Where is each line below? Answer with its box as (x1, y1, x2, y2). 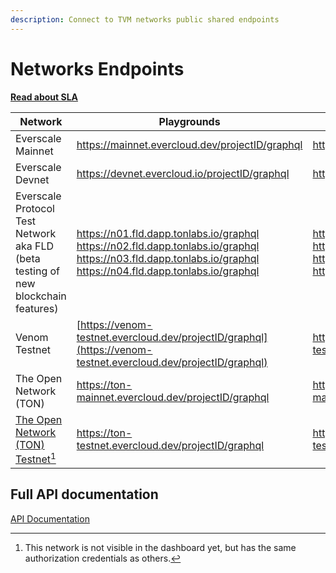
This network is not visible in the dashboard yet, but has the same (24, 541, 297, 553)
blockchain (15, 289, 67, 303)
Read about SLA (10, 91, 79, 103)
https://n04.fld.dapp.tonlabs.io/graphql (76, 264, 260, 278)
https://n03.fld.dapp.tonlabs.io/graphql (76, 251, 260, 265)
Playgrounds (158, 114, 221, 128)
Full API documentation (10, 486, 159, 503)
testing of (15, 264, 61, 278)
